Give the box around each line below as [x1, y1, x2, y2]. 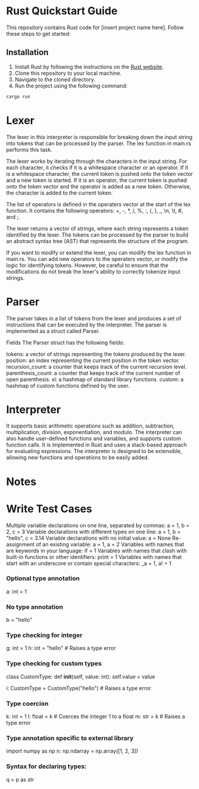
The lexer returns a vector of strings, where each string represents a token [6, 225, 189, 232]
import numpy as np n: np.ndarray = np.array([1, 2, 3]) [6, 747, 138, 755]
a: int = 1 [6, 587, 27, 595]
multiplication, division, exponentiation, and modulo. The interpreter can [6, 429, 182, 436]
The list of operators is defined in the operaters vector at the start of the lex [6, 200, 191, 208]
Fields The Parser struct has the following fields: [6, 339, 125, 346]
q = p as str [6, 776, 34, 783]
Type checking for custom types [6, 659, 102, 668]
